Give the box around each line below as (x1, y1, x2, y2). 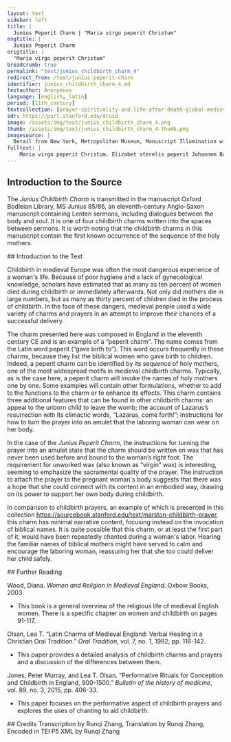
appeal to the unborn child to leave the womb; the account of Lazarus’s (7, 403, 209, 411)
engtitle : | (7, 36, 41, 43)
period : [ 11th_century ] (7, 100, 76, 107)
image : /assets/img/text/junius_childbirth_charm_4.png (7, 118, 170, 126)
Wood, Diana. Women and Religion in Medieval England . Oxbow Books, (7, 581, 209, 589)
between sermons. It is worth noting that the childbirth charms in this (7, 224, 203, 232)
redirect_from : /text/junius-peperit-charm (7, 74, 134, 81)
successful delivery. (7, 316, 64, 324)
